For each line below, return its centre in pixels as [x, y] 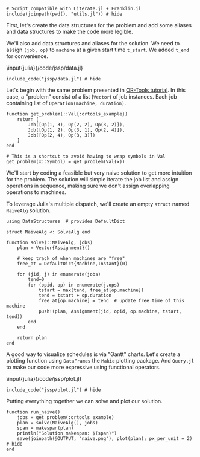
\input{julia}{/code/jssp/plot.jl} [44, 379]
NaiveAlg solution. [29, 210]
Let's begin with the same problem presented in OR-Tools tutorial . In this [96, 90]
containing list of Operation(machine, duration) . [66, 103]
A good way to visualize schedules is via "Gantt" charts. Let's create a [93, 354]
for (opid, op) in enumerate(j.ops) [74, 285]
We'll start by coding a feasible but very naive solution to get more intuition [99, 173]
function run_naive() [33, 412]
